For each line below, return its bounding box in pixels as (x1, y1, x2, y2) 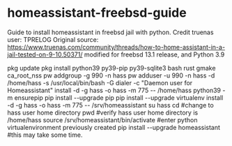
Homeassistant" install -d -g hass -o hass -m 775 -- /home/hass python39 (7, 86, 222, 94)
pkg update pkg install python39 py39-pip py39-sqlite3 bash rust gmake (7, 64, 216, 72)
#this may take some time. (7, 131, 83, 139)
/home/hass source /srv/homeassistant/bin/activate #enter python (7, 115, 198, 124)
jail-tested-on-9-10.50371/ (7, 50, 83, 59)
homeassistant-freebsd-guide (7, 5, 187, 21)
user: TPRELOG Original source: (7, 35, 99, 43)
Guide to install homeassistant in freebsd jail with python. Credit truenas (7, 28, 214, 36)
